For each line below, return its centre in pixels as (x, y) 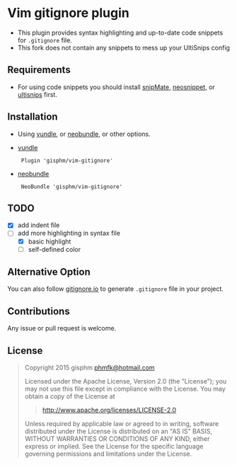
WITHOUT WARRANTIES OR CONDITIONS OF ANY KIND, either (117, 439)
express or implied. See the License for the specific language (114, 447)
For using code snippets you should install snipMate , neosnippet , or (116, 87)
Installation (33, 117)
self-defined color (54, 249)
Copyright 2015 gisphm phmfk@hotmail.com (89, 368)
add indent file (39, 225)
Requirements (39, 70)
